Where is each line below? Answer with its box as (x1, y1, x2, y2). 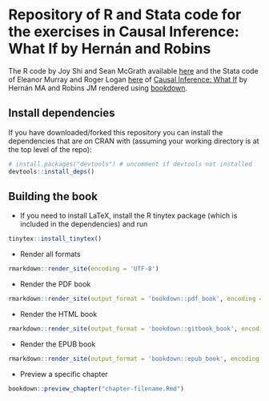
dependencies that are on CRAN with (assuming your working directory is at (8, 136, 259, 146)
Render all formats (19, 250, 82, 259)
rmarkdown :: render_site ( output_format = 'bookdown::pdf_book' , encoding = (8, 295, 263, 303)
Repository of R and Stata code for (8, 6, 242, 24)
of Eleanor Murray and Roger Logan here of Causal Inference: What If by (8, 74, 248, 84)
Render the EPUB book (19, 339, 96, 349)
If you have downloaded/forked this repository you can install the (8, 127, 223, 137)
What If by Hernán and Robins (8, 40, 211, 58)
